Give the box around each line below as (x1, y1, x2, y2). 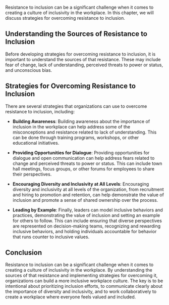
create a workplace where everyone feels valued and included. (5, 294, 136, 300)
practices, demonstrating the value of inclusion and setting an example (12, 212, 160, 218)
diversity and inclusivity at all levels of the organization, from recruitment (12, 186, 164, 192)
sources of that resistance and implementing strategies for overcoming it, (5, 273, 158, 279)
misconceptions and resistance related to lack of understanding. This (12, 129, 157, 135)
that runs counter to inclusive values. (12, 234, 90, 240)
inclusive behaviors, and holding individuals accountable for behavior (12, 228, 157, 234)
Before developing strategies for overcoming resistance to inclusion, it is (5, 51, 156, 57)
